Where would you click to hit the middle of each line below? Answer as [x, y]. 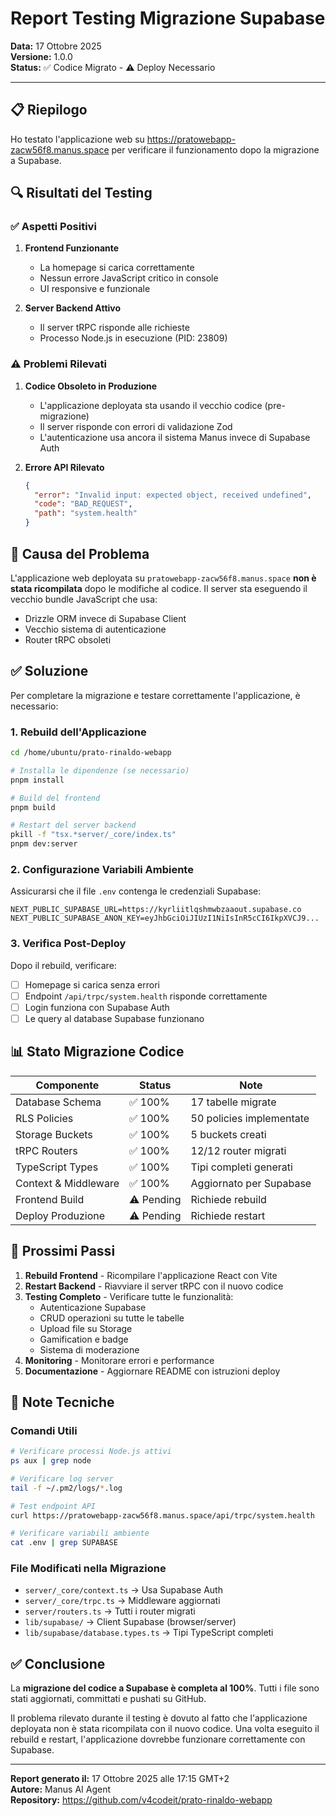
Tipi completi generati [241, 1167]
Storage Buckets [54, 1134]
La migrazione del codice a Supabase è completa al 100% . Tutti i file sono [165, 1688]
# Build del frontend [55, 798]
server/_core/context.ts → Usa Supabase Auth [123, 1590]
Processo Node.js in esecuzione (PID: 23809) [133, 338]
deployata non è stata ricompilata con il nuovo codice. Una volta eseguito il [165, 1729]
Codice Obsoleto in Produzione [91, 386]
